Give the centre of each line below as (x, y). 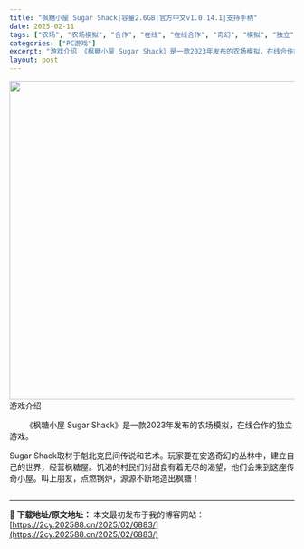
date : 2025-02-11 (42, 26)
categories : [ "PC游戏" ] (53, 43)
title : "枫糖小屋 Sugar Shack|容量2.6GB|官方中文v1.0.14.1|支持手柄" (133, 18)
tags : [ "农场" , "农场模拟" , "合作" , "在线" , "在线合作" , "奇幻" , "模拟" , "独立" (152, 34)
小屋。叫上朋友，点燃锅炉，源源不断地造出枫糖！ (108, 478)
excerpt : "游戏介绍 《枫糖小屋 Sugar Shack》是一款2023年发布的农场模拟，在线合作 (152, 52)
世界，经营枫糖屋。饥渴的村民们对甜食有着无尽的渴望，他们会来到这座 (156, 467)
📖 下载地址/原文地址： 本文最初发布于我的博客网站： (107, 515)
